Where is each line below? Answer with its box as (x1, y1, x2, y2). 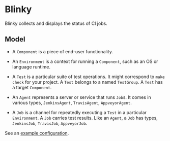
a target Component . (12, 84, 52, 90)
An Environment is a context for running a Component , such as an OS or (12, 58, 158, 64)
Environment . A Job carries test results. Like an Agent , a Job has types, (12, 115, 158, 121)
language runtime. (12, 63, 50, 69)
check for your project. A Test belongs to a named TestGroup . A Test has (12, 79, 163, 85)
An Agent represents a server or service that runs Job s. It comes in (12, 94, 151, 100)
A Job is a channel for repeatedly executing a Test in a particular (12, 109, 147, 115)
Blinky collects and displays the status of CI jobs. (5, 20, 107, 26)
